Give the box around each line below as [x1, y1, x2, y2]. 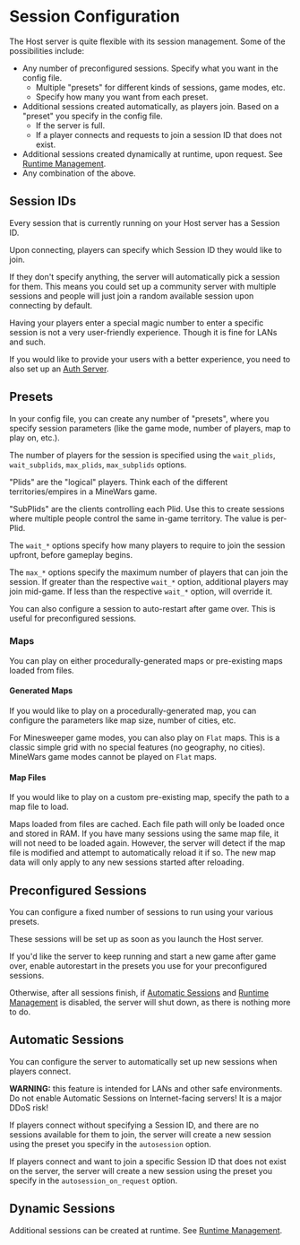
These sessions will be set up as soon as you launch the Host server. [9, 934, 264, 945]
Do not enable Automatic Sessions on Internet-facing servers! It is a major [9, 1093, 282, 1103]
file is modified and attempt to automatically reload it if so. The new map [9, 848, 276, 858]
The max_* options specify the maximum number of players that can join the [9, 567, 288, 578]
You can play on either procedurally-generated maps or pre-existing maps [9, 655, 284, 666]
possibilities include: [9, 45, 85, 56]
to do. [9, 1006, 31, 1017]
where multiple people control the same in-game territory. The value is [9, 513, 270, 524]
